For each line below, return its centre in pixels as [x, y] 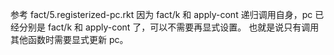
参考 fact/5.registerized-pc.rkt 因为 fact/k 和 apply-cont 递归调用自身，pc [161, 14]
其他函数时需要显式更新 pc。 [69, 39]
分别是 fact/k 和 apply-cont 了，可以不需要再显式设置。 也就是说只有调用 [169, 27]
